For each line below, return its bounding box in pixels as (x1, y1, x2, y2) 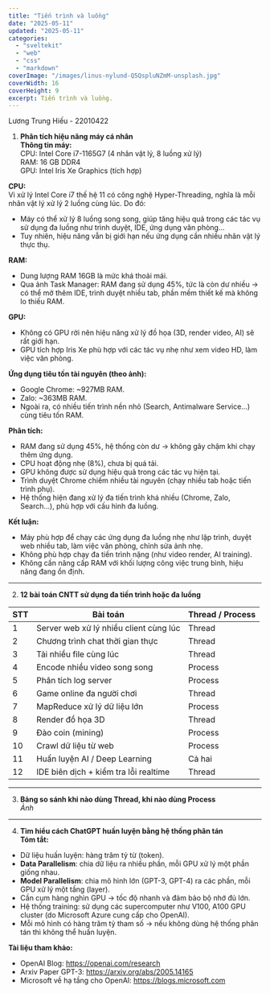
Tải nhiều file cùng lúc (35, 649, 119, 660)
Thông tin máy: (19, 140, 72, 150)
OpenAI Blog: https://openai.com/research (19, 958, 161, 968)
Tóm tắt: (19, 834, 49, 845)
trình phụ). (19, 484, 55, 494)
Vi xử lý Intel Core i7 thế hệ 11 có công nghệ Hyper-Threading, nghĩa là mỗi (8, 190, 256, 200)
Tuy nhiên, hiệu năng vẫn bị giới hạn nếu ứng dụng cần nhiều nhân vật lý (19, 231, 261, 241)
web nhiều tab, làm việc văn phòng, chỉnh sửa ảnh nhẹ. (19, 541, 203, 551)
